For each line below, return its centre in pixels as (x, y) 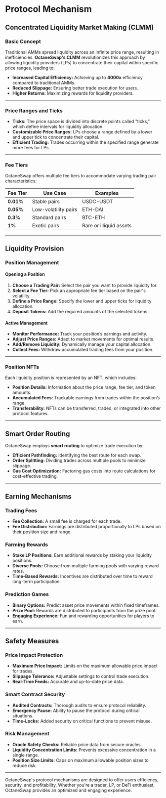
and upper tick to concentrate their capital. (56, 137)
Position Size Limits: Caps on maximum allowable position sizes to (81, 760)
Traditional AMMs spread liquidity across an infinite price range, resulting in (82, 52)
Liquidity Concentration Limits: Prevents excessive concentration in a (84, 750)
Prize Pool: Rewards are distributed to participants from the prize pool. (84, 610)
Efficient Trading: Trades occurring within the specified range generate (85, 142)
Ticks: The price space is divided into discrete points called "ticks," (81, 122)
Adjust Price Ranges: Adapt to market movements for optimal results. (83, 339)
